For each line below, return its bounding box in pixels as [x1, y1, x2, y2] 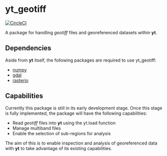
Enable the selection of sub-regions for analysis [12, 130, 111, 136]
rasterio [12, 77, 29, 83]
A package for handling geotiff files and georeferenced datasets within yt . [5, 29, 158, 35]
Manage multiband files [12, 125, 61, 131]
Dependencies [5, 44, 51, 53]
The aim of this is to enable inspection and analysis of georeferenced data [5, 140, 158, 146]
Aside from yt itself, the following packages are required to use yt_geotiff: [5, 57, 157, 63]
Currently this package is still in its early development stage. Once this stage [5, 105, 163, 111]
